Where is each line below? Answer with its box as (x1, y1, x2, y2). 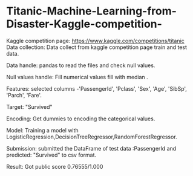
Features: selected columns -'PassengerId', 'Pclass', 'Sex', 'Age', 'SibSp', (6, 85, 188, 92)
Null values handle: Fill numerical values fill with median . (6, 73, 148, 80)
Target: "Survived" (6, 103, 53, 110)
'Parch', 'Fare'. (6, 91, 42, 99)
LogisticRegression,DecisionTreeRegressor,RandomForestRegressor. (6, 133, 177, 140)
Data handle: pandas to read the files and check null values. (6, 62, 155, 69)
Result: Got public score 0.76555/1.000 (6, 163, 103, 170)
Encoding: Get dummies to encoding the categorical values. (6, 115, 155, 122)
